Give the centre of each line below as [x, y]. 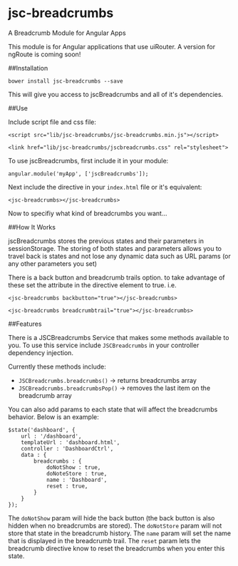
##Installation [28, 68]
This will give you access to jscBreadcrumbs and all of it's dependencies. [116, 94]
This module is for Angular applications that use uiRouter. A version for [112, 46]
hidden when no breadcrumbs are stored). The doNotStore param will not [115, 525]
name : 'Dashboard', [77, 480]
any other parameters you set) [53, 263]
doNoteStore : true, [77, 473]
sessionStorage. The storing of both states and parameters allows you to [115, 248]
